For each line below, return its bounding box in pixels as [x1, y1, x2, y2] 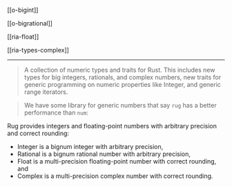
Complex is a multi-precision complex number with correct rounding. [17, 172, 213, 180]
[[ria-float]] [7, 32, 39, 41]
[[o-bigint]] [7, 6, 39, 14]
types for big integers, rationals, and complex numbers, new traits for [23, 73, 222, 81]
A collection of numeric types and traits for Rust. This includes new [23, 66, 215, 74]
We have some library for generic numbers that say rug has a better [23, 101, 217, 109]
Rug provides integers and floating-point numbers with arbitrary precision [7, 122, 217, 130]
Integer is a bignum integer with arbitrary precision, [17, 143, 164, 150]
